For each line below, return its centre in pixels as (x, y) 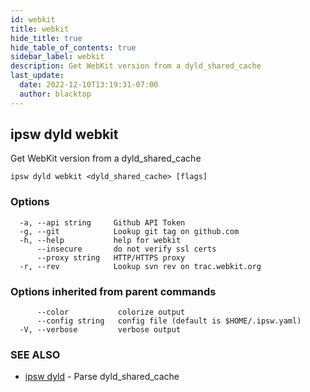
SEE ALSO (35, 354)
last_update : (37, 76)
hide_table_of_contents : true (73, 47)
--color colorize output (111, 312)
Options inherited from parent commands (113, 291)
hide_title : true (46, 38)
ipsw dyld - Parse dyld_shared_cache (102, 377)
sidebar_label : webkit (57, 57)
